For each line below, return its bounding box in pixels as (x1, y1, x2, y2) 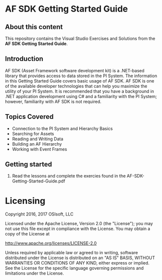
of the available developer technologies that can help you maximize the (5, 83, 147, 89)
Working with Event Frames (12, 146, 67, 152)
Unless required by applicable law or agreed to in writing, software (5, 250, 138, 256)
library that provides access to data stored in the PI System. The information (5, 73, 158, 79)
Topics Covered (5, 113, 54, 121)
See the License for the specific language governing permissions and (5, 265, 144, 271)
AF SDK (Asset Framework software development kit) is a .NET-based (5, 67, 145, 73)
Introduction (5, 55, 44, 63)
